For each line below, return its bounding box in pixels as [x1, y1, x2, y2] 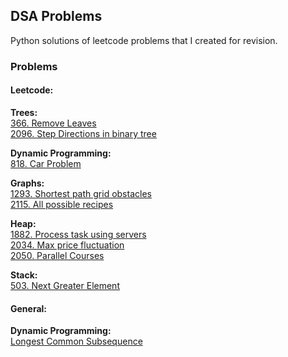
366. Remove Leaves [10, 117, 97, 129]
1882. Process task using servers [10, 228, 147, 240]
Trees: [10, 106, 38, 118]
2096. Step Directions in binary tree [10, 127, 157, 139]
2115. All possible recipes [10, 198, 114, 210]
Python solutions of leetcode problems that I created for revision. [10, 34, 278, 46]
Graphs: [10, 177, 45, 189]
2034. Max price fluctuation [10, 239, 125, 251]
